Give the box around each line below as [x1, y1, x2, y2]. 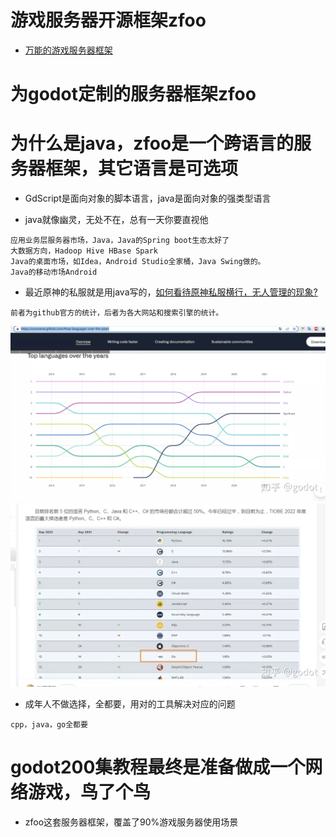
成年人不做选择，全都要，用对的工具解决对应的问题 [24, 697, 236, 710]
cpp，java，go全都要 [10, 719, 88, 730]
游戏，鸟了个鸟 [28, 781, 152, 804]
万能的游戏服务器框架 [24, 44, 113, 56]
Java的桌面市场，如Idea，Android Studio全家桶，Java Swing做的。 [10, 257, 266, 267]
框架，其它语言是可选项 [45, 157, 239, 180]
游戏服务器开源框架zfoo [10, 9, 207, 32]
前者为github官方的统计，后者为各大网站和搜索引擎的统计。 [10, 308, 224, 318]
